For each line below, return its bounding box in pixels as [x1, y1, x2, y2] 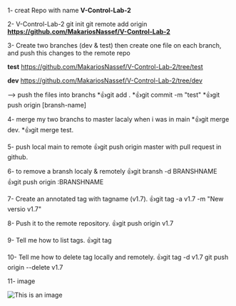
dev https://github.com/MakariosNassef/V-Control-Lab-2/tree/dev [7, 76, 203, 85]
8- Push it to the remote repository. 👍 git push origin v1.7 [7, 219, 174, 227]
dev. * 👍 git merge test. [7, 126, 73, 134]
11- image [7, 277, 36, 285]
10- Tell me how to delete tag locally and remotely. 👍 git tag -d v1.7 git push [7, 253, 229, 261]
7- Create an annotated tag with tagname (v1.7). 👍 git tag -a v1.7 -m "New [7, 195, 224, 203]
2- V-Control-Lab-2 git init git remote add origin [7, 20, 148, 28]
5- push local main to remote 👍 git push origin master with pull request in [7, 142, 222, 151]
